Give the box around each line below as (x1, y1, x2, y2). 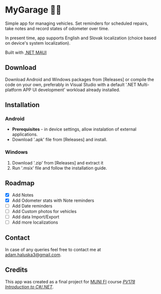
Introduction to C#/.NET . (5, 284, 54, 290)
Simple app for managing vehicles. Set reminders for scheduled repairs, (5, 20, 149, 26)
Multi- (137, 82, 149, 87)
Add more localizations (12, 219, 58, 225)
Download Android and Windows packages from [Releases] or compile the (5, 76, 154, 82)
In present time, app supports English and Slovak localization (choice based (5, 35, 157, 41)
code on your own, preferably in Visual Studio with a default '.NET (5, 82, 137, 87)
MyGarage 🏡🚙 (5, 4, 62, 16)
